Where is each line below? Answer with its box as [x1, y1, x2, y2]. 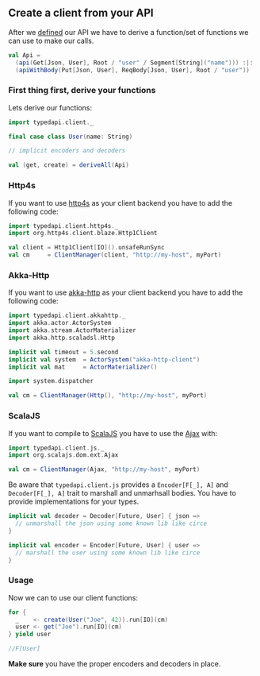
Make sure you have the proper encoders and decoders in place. [8, 659, 221, 669]
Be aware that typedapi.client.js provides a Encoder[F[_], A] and [8, 480, 228, 489]
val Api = [8, 51, 41, 59]
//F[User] [8, 645, 41, 653]
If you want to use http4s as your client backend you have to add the [8, 198, 232, 207]
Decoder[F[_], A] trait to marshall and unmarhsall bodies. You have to [8, 489, 236, 498]
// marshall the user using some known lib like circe [15, 548, 201, 557]
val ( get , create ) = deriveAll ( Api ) [8, 161, 129, 169]
